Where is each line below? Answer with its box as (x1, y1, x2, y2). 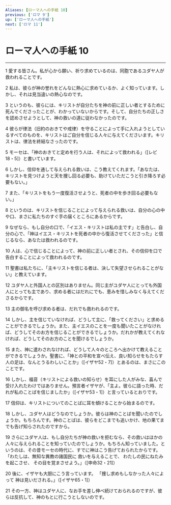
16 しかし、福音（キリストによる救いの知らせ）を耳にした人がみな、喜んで (5, 376, 162, 382)
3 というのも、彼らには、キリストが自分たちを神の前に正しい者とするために (5, 102, 165, 108)
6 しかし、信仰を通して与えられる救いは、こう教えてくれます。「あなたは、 (5, 166, 162, 173)
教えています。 (18, 271, 49, 277)
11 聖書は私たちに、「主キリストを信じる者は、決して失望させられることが (5, 265, 159, 271)
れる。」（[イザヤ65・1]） (42, 477, 93, 483)
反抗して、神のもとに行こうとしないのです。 (14, 494, 107, 500)
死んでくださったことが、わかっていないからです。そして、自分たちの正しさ (5, 108, 164, 115)
